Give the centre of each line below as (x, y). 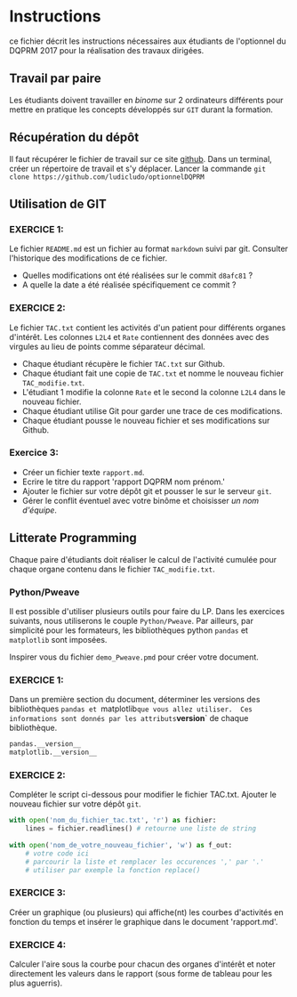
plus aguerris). (36, 983)
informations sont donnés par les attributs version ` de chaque (129, 718)
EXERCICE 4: (38, 944)
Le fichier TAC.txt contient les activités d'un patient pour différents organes (148, 328)
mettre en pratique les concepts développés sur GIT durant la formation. (141, 109)
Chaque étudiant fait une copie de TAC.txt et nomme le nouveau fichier (153, 373)
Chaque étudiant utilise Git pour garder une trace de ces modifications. (152, 410)
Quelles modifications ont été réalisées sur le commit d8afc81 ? (137, 276)
